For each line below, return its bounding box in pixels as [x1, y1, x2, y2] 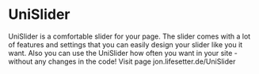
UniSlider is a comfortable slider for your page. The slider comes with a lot [8, 31, 251, 41]
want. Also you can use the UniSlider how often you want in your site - [8, 48, 238, 57]
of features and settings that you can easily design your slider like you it [8, 39, 243, 49]
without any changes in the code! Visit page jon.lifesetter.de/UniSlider [8, 57, 236, 66]
